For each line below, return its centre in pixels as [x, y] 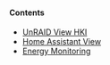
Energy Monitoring [56, 51]
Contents [27, 12]
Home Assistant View [61, 42]
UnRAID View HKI [55, 32]
